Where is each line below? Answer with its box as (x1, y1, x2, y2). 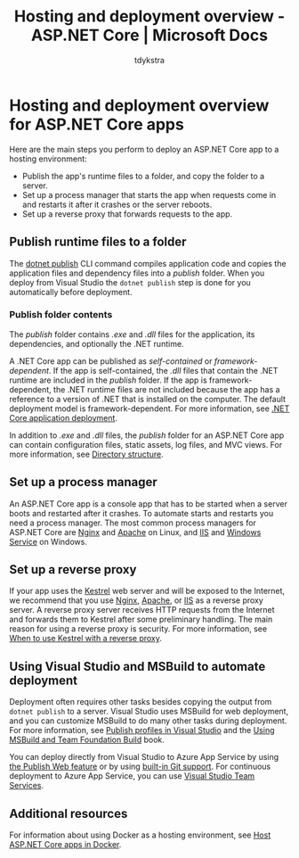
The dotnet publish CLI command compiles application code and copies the (9, 258, 287, 268)
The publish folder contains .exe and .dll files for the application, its (9, 328, 255, 340)
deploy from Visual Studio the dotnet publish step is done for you (9, 276, 251, 287)
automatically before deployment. (9, 286, 133, 297)
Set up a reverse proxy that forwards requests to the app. (21, 208, 233, 219)
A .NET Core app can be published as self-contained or (9, 355, 213, 367)
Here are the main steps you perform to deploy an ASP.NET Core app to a (9, 144, 279, 154)
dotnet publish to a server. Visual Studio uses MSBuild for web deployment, (9, 706, 289, 717)
